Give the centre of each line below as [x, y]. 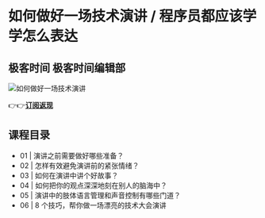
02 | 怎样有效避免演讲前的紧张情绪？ [79, 165]
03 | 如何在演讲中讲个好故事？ [69, 175]
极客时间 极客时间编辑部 [67, 68]
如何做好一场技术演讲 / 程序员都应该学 [132, 16]
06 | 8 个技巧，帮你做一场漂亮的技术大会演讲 [93, 205]
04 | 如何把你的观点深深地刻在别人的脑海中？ [94, 185]
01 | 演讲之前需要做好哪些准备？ [72, 155]
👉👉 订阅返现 [31, 105]
